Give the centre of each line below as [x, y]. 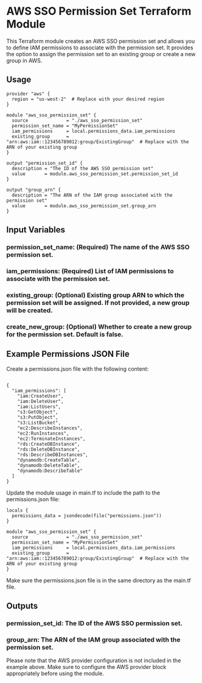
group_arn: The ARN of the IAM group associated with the [93, 640]
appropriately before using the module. [55, 674]
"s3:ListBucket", [39, 423]
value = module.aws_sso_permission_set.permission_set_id [95, 174]
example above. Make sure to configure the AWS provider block [86, 667]
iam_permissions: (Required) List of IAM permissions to [90, 271]
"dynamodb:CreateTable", [49, 460]
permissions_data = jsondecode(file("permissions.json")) [87, 516]
